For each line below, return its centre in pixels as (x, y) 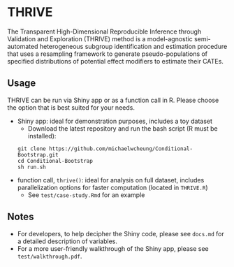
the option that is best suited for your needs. (71, 107)
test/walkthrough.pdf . (50, 256)
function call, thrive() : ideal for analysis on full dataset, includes (111, 180)
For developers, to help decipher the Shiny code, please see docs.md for (121, 233)
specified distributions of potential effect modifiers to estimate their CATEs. (115, 61)
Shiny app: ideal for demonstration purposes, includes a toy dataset (115, 121)
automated (23, 46)
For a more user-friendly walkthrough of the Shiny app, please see (113, 248)
